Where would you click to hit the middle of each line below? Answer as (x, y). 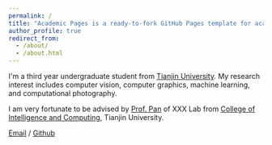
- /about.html (39, 53)
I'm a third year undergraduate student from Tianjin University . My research (134, 76)
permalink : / (30, 16)
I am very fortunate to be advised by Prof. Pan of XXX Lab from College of (132, 109)
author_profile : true (45, 31)
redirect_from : (34, 38)
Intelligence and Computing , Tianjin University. (86, 117)
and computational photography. (63, 93)
